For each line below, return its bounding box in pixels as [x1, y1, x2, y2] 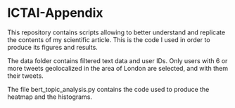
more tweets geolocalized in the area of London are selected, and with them [7, 64, 229, 72]
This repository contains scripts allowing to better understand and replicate [7, 28, 226, 36]
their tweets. [7, 72, 44, 80]
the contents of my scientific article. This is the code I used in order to [7, 35, 210, 43]
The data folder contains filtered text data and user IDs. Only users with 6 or [7, 56, 228, 65]
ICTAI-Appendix [7, 5, 103, 21]
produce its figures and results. [7, 43, 99, 51]
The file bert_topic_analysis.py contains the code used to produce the [7, 85, 210, 93]
